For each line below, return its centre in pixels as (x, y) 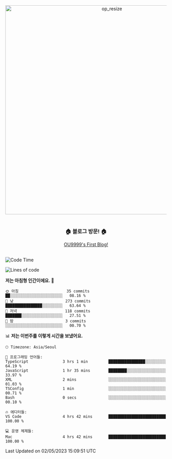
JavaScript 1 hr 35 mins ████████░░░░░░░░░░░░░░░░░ (86, 371)
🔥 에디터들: (16, 412)
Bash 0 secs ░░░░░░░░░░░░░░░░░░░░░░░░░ (86, 398)
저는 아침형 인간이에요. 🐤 (30, 280)
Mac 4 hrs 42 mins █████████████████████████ (86, 437)
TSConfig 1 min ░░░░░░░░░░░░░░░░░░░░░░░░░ (86, 389)
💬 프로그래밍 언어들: (24, 357)
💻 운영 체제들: (20, 431)
